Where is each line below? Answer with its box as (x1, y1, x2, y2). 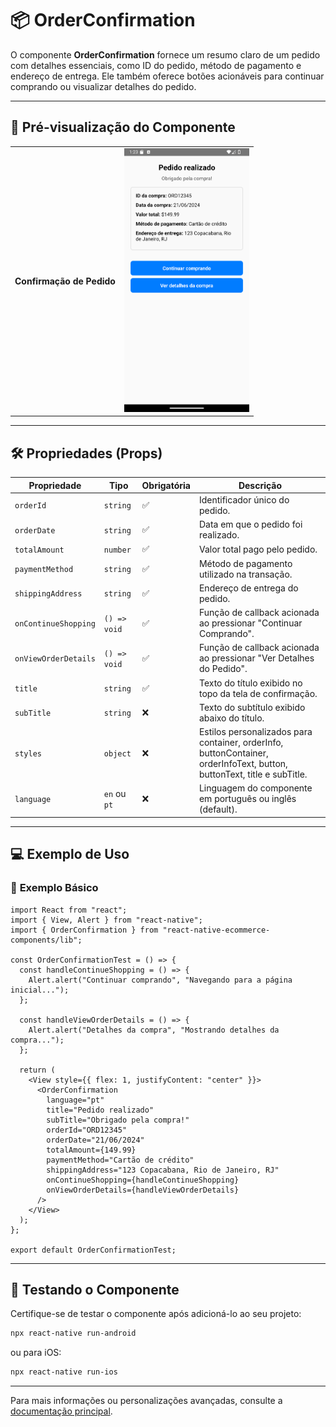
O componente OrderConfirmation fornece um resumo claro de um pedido (10, 48, 321, 61)
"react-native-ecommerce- (162, 925, 271, 935)
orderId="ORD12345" (46, 1125, 128, 1135)
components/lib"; (10, 935, 83, 945)
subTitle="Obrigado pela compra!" (46, 1115, 190, 1125)
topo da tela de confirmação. (198, 687, 318, 699)
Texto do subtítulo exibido (198, 701, 306, 713)
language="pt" (46, 1095, 105, 1105)
